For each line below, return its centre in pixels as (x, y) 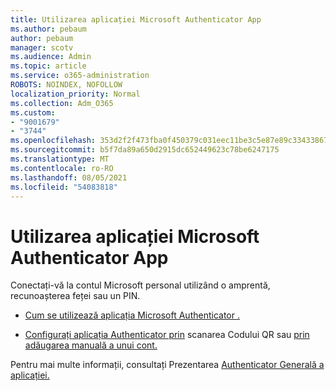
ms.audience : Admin (51, 57)
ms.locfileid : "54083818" (64, 187)
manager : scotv (42, 47)
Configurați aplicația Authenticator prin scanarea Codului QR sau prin (167, 335)
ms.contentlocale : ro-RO (62, 168)
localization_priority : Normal (75, 94)
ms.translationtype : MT (60, 159)
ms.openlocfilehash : (53, 141)
